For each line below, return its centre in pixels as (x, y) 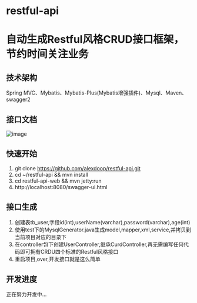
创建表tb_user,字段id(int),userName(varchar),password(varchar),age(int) (102, 222)
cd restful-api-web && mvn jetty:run (58, 181)
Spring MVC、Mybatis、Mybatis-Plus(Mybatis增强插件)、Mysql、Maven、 (96, 93)
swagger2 (18, 100)
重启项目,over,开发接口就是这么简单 (58, 259)
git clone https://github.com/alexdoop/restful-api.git (78, 168)
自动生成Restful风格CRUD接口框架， (95, 40)
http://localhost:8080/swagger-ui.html (61, 187)
